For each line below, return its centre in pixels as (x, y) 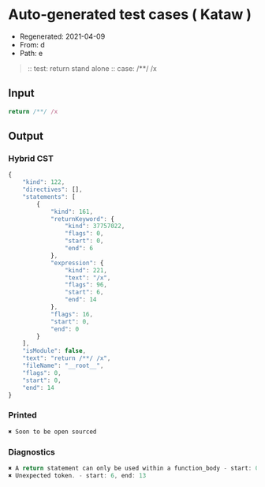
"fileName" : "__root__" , (63, 366)
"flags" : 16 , (71, 314)
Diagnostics (32, 451)
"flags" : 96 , (86, 285)
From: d (32, 44)
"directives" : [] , (52, 190)
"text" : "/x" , (88, 278)
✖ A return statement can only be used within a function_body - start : (130, 468)
